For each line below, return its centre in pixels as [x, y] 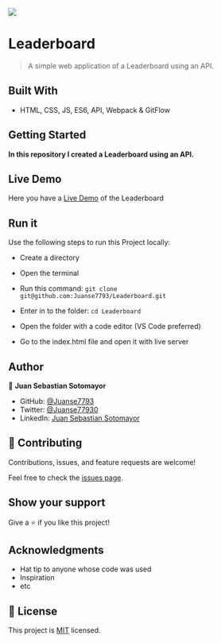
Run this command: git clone [68, 289]
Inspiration [37, 578]
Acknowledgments [56, 550]
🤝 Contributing [45, 443]
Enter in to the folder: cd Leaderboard [80, 311]
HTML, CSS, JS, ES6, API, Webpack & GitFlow [95, 110]
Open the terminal [49, 273]
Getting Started [47, 135]
